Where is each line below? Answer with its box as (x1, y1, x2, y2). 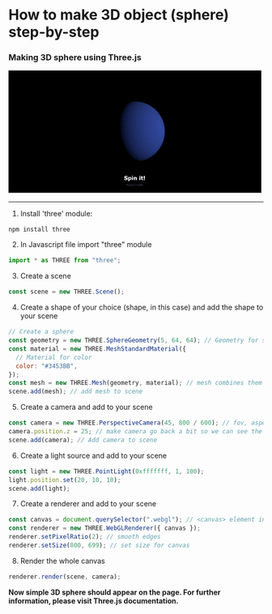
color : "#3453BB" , (15, 362, 79, 370)
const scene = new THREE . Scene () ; (8, 288, 125, 296)
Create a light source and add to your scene (19, 450, 168, 460)
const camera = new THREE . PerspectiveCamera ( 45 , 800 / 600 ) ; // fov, (8, 419, 249, 427)
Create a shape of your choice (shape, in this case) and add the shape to (19, 302, 264, 313)
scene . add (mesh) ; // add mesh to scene (8, 387, 143, 396)
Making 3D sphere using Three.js (8, 52, 142, 63)
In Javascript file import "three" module (19, 240, 152, 249)
